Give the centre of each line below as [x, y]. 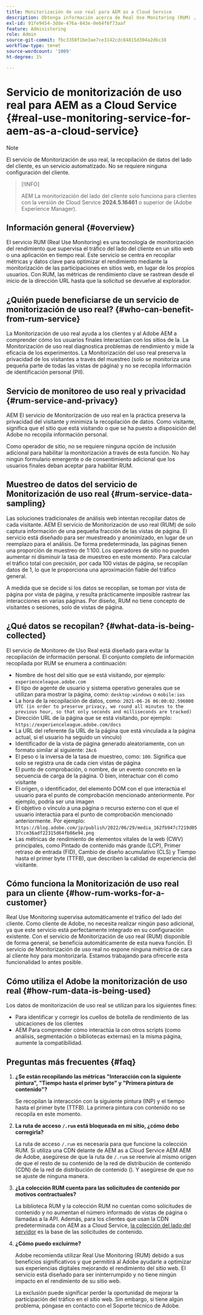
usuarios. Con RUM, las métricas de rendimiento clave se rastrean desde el [100, 275]
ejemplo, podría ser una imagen [55, 801]
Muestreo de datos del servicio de [72, 484]
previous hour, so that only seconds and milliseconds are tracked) [103, 712]
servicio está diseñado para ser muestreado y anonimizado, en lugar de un [100, 538]
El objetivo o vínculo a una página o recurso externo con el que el [97, 808]
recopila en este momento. [48, 1114]
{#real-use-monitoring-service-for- [99, 118]
